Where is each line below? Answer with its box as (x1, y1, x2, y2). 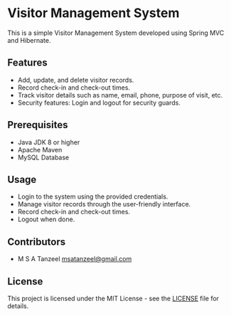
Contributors (7, 236, 66, 248)
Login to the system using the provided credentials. (17, 192, 168, 201)
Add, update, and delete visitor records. (17, 75, 134, 84)
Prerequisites (7, 119, 68, 131)
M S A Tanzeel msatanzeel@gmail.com (17, 255, 132, 263)
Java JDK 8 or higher (17, 137, 80, 147)
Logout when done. (17, 215, 75, 223)
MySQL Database (17, 153, 70, 162)
